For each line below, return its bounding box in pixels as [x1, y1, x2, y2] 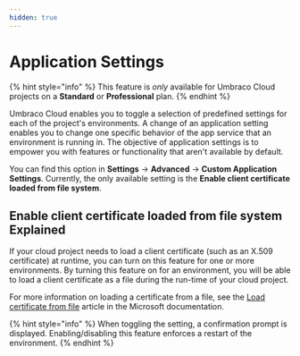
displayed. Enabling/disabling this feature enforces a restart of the [9, 328, 253, 339]
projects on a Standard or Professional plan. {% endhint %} [9, 90, 230, 101]
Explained [9, 222, 66, 237]
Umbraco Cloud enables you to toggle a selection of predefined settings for [9, 108, 287, 119]
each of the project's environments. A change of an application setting [9, 117, 269, 128]
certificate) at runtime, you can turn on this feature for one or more [9, 256, 254, 267]
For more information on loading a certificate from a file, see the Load [9, 292, 266, 302]
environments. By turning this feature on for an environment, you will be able [9, 265, 291, 275]
